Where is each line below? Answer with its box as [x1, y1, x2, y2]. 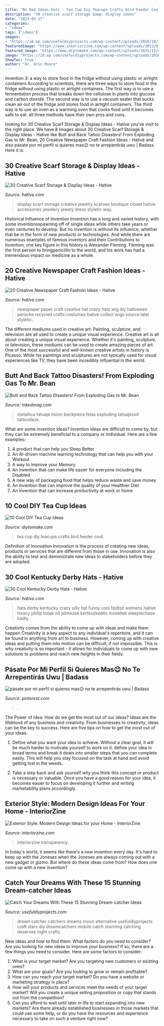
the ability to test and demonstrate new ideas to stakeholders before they [5, 553, 152, 559]
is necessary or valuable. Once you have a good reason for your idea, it [12, 775, 156, 781]
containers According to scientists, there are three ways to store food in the [5, 80, 157, 86]
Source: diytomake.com [5, 524, 53, 530]
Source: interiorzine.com [5, 829, 55, 836]
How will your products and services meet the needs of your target [12, 984, 147, 990]
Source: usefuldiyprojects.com [5, 909, 67, 915]
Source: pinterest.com [5, 696, 50, 701]
